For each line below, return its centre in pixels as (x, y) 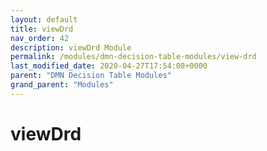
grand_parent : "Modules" (62, 85)
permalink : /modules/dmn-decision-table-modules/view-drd (133, 57)
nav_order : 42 (40, 38)
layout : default (44, 19)
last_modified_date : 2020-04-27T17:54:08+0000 (109, 66)
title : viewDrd (42, 29)
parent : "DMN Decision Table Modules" (91, 76)
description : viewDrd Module (71, 47)
